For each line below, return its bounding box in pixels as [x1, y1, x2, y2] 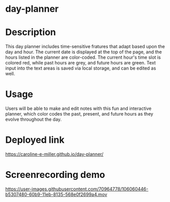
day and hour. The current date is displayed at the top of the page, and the [5, 49, 162, 55]
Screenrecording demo [5, 169, 106, 181]
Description [5, 27, 56, 38]
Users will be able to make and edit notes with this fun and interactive [5, 105, 152, 111]
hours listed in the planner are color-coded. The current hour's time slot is [5, 54, 161, 60]
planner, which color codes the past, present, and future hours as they [5, 111, 154, 117]
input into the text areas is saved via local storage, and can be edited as [5, 65, 156, 72]
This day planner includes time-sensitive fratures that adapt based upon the [5, 43, 165, 50]
